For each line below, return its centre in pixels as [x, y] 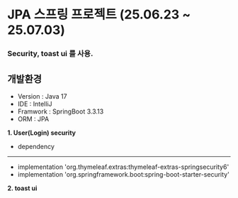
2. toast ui [22, 188]
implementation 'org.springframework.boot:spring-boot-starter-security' [124, 174]
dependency [36, 146]
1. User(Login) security [42, 133]
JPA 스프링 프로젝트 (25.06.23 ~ [99, 15]
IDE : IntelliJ [35, 104]
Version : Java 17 [42, 96]
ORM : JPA [33, 119]
